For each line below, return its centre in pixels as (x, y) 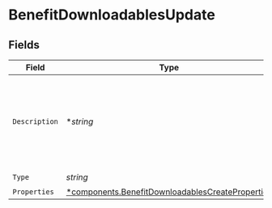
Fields (24, 45)
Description (36, 122)
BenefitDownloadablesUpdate (112, 15)
